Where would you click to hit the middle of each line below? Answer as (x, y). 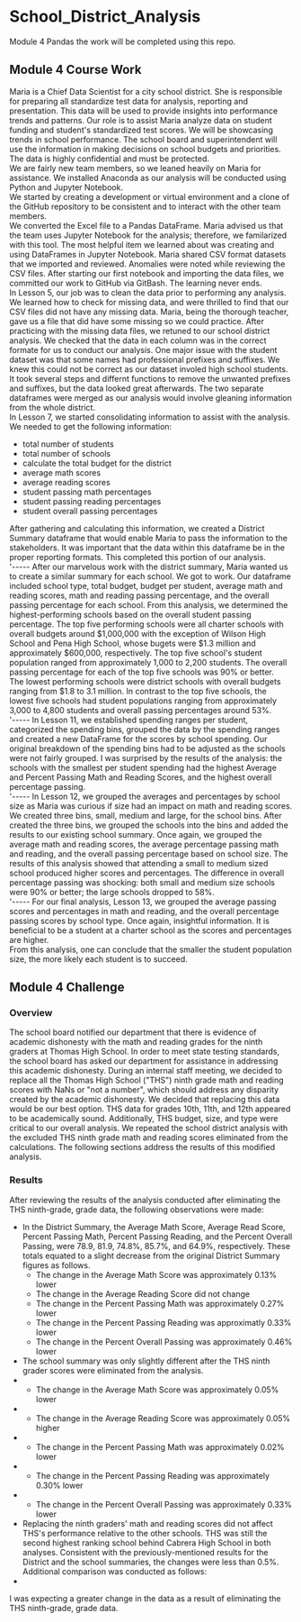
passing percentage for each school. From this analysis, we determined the (149, 604)
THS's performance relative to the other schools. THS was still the (145, 1533)
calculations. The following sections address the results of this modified (142, 1147)
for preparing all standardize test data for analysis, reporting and (129, 101)
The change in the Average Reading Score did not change (142, 1293)
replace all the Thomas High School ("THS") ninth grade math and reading (147, 1080)
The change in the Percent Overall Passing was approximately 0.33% (164, 1504)
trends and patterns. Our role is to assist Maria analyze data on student (141, 120)
